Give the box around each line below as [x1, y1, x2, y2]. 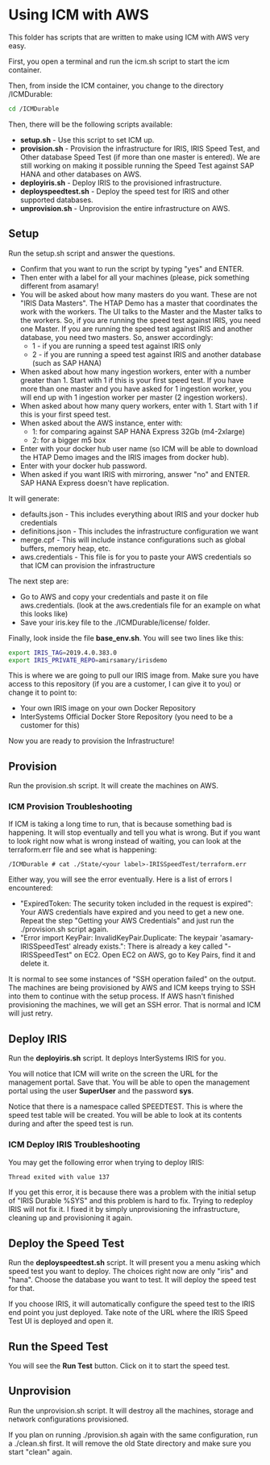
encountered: [8, 883, 53, 893]
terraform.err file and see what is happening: [8, 845, 157, 855]
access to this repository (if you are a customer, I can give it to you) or [8, 679, 242, 689]
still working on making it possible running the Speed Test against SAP [19, 160, 255, 170]
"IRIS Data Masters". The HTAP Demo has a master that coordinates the [19, 298, 258, 308]
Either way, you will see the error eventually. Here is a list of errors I [8, 874, 232, 884]
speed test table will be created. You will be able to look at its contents [8, 1110, 243, 1120]
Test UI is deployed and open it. [8, 1316, 114, 1326]
